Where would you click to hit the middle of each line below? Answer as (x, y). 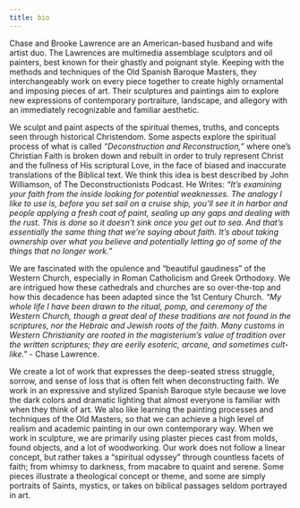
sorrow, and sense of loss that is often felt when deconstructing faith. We (144, 381)
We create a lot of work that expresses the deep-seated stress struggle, (142, 371)
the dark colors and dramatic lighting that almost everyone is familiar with (145, 400)
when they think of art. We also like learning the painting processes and (141, 409)
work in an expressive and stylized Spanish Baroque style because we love (148, 390)
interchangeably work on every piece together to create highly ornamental (146, 81)
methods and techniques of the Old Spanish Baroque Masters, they (133, 72)
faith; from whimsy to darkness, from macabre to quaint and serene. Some (147, 466)
